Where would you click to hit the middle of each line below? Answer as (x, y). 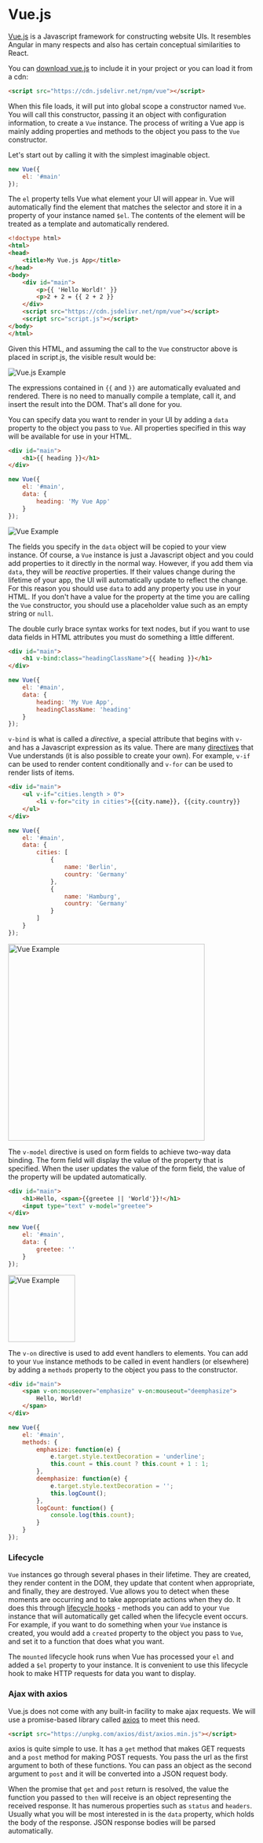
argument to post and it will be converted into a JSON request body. (118, 1774)
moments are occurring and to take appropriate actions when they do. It (124, 1600)
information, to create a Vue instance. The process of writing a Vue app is (126, 123)
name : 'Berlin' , (91, 868)
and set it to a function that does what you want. (86, 1641)
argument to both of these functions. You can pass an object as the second (130, 1766)
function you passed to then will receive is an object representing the (120, 1797)
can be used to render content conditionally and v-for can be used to (121, 764)
